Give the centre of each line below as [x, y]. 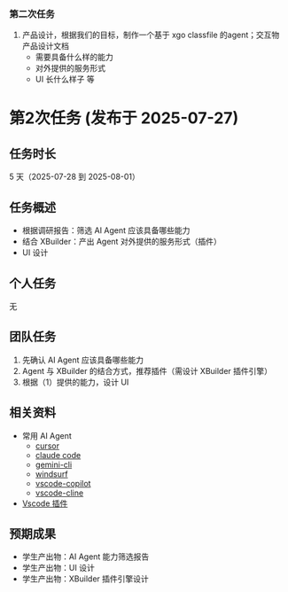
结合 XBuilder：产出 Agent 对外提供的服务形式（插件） [121, 242]
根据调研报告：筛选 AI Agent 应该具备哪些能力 [106, 230]
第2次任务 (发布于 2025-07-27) [124, 118]
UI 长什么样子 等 [65, 79]
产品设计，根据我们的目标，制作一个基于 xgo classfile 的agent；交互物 [151, 35]
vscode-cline [59, 493]
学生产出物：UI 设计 [58, 568]
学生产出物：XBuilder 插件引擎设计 [85, 579]
